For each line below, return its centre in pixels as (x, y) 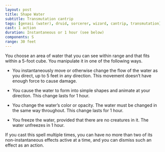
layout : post (18, 10)
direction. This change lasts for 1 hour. (51, 95)
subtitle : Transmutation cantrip (39, 19)
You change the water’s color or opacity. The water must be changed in (84, 105)
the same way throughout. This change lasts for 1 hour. (68, 110)
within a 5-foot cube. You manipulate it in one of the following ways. (74, 61)
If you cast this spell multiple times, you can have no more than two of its (79, 135)
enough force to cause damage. (44, 81)
